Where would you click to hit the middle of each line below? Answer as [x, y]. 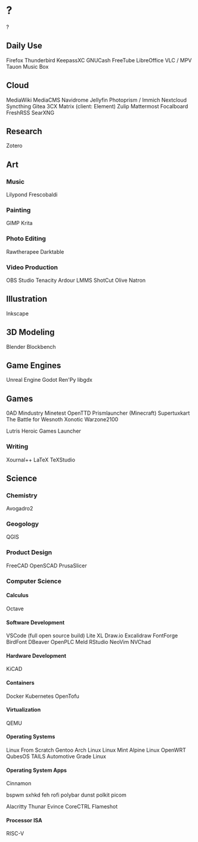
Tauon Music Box [27, 66]
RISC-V [15, 834]
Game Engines [34, 365]
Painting [18, 210]
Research [24, 131]
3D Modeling [30, 332]
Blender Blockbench [31, 346]
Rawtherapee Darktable [35, 251]
